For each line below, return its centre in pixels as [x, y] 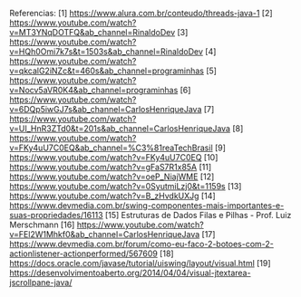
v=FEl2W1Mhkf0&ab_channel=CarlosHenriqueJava [105, 234]
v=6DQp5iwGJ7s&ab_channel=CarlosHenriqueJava [106, 109]
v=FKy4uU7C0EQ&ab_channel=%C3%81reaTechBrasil [111, 148]
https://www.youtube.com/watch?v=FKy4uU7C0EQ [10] [114, 157]
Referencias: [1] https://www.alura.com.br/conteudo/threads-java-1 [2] [141, 13]
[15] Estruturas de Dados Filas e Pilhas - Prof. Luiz [198, 215]
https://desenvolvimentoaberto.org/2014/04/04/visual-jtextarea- [130, 273]
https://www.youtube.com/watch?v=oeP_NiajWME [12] [112, 177]
